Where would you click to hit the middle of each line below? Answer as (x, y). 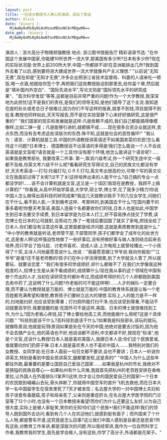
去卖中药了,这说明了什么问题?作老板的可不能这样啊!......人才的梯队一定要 (79, 283)
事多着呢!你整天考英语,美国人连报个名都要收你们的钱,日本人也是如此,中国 (80, 208)
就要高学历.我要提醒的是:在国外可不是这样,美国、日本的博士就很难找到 (81, 307)
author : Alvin (20, 19)
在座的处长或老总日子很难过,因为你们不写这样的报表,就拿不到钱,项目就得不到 (83, 108)
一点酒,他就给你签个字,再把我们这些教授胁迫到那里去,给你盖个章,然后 (85, 83)
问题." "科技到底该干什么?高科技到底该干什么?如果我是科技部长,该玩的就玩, (82, 320)
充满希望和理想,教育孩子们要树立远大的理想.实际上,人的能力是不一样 (88, 295)
